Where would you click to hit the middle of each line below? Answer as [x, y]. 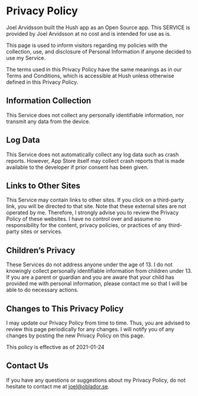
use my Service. [26, 58]
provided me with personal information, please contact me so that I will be [97, 284]
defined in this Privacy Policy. [42, 82]
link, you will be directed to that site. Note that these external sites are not [96, 206]
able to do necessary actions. [43, 290]
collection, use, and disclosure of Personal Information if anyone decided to [99, 51]
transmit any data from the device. [48, 121]
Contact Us [27, 366]
